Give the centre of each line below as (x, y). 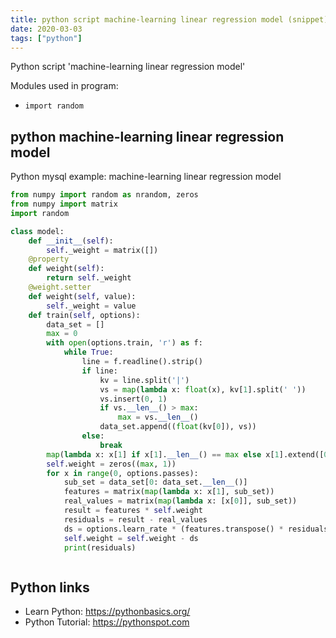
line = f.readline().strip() (142, 362)
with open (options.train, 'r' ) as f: (124, 343)
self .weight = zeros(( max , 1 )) (111, 464)
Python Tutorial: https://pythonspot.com (107, 622)
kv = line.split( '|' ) (144, 380)
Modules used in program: (64, 86)
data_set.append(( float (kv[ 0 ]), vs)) (178, 427)
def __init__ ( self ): (71, 241)
